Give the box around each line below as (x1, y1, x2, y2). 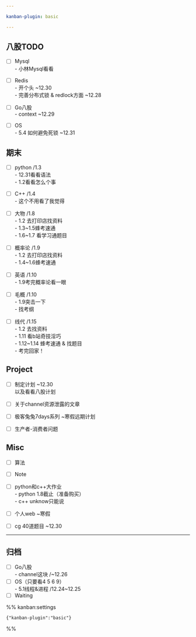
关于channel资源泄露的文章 (14, 400, 80, 407)
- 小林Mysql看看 (14, 65, 54, 72)
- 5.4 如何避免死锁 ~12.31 (14, 129, 75, 136)
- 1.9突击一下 (14, 298, 46, 305)
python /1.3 (14, 164, 42, 171)
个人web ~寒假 (14, 510, 51, 517)
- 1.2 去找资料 (14, 325, 48, 332)
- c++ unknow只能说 (14, 498, 64, 504)
